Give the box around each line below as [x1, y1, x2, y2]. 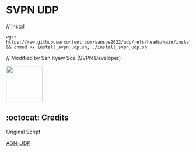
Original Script [6, 128, 41, 135]
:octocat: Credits [6, 113, 69, 123]
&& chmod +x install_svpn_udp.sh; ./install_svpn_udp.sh [6, 44, 148, 50]
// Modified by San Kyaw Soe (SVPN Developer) [6, 54, 121, 61]
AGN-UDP [6, 139, 31, 146]
